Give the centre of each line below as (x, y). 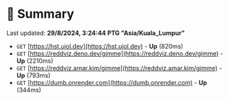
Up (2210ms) (35, 60)
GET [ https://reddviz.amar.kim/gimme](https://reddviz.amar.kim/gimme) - (119, 68)
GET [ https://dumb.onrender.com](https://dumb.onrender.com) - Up (112, 82)
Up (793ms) (33, 75)
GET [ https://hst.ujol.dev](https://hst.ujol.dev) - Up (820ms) (100, 46)
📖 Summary (40, 14)
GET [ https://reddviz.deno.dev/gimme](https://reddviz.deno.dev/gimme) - (120, 53)
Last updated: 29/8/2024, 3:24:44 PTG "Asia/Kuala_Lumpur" (96, 33)
